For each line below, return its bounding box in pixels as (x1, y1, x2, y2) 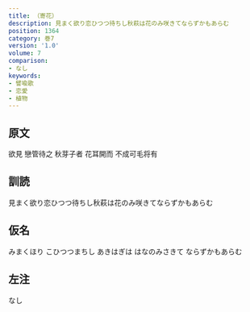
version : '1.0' (8, 42, 60, 50)
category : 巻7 (8, 34, 55, 43)
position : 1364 (8, 27, 60, 35)
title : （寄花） (8, 11, 58, 20)
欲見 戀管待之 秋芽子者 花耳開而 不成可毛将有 (8, 149, 158, 159)
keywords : (8, 72, 42, 80)
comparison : (8, 57, 48, 65)
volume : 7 (8, 49, 42, 57)
